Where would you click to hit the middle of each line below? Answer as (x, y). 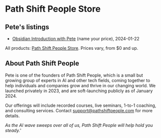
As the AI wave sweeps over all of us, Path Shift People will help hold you (79, 125)
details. (12, 116)
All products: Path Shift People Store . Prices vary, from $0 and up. (72, 48)
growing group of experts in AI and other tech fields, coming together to (78, 80)
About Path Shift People (42, 64)
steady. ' (13, 130)
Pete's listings (27, 27)
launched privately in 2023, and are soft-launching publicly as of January (79, 91)
